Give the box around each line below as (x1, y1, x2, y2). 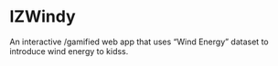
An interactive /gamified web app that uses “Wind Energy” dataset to (9, 36, 269, 47)
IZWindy (9, 6, 76, 27)
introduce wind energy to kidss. (9, 45, 129, 56)
